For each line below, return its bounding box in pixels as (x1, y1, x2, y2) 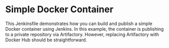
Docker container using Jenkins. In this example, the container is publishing (5, 26, 164, 32)
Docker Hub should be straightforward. (5, 37, 88, 43)
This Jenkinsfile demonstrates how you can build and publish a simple (5, 20, 153, 27)
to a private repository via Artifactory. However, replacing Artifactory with (5, 31, 159, 37)
